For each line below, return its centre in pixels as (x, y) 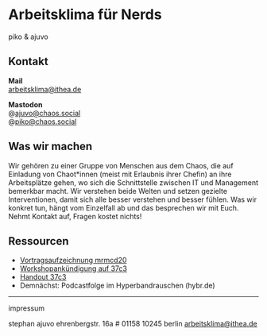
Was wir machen (50, 147)
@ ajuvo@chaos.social (44, 113)
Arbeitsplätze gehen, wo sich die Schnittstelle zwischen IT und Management (133, 182)
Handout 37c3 (43, 277)
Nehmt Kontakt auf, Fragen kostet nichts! (75, 216)
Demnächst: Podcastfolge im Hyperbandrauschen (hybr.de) (118, 286)
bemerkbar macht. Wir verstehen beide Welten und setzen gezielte (118, 191)
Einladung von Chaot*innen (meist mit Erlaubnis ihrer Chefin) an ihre (120, 174)
